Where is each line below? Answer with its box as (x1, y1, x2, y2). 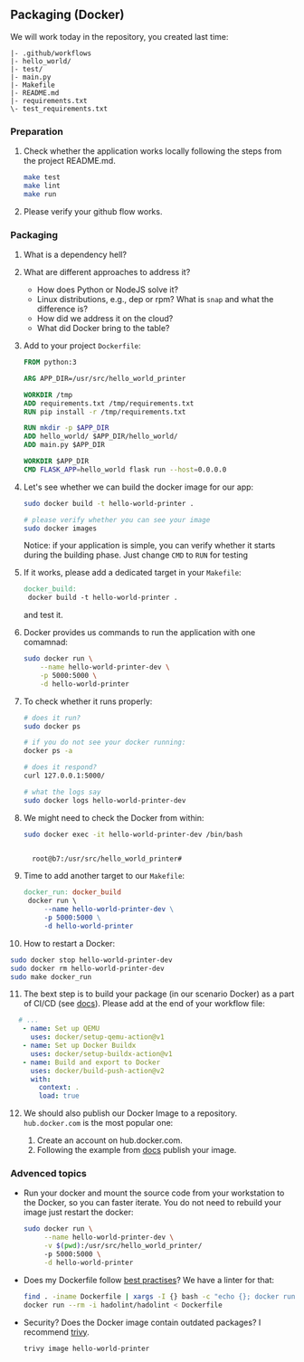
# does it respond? (23, 763, 98, 772)
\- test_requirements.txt (10, 104, 108, 113)
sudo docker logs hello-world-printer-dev (23, 795, 186, 805)
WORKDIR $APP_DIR (23, 457, 90, 466)
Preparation (10, 125, 64, 138)
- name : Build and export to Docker (22, 1058, 161, 1067)
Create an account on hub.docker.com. (36, 1135, 184, 1146)
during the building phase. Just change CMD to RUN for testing (23, 549, 248, 560)
